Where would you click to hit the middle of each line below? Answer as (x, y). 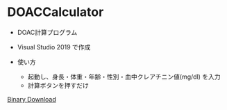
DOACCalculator (56, 12)
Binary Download (32, 99)
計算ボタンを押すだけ (58, 85)
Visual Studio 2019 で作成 (54, 47)
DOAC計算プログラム (47, 32)
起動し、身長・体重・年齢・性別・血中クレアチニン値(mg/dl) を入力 (124, 77)
